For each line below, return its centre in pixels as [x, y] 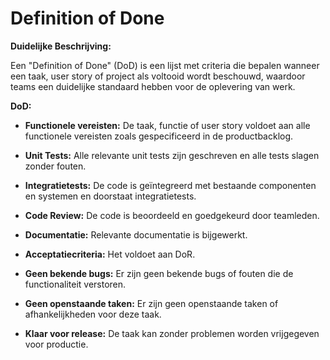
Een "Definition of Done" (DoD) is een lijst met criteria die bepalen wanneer [165, 65]
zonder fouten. [55, 166]
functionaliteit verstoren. [75, 284]
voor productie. [56, 344]
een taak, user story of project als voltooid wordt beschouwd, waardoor [158, 76]
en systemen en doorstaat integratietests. [110, 196]
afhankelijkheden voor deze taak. [93, 314]
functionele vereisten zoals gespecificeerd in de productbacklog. [159, 136]
